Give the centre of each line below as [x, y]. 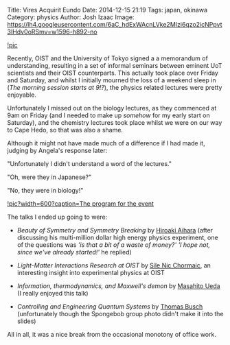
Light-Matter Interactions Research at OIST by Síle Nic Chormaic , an [114, 265]
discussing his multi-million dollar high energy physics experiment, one [117, 237]
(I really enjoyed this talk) [53, 293]
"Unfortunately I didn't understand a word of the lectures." [90, 164]
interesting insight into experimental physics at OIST [91, 273]
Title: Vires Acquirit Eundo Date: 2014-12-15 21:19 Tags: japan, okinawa [107, 10]
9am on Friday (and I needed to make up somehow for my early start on [109, 115]
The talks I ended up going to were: [57, 217]
